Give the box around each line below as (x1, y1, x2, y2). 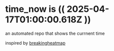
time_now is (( (5, 3, 65, 15)
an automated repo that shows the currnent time (5, 30, 105, 36)
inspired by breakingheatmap (5, 40, 66, 46)
